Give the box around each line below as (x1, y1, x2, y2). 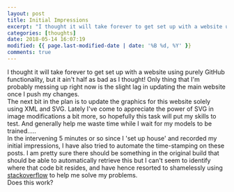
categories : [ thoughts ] (7, 29, 77, 37)
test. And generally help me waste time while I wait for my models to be (7, 119, 212, 128)
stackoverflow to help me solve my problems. (7, 171, 138, 179)
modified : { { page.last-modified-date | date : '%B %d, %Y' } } (7, 42, 192, 49)
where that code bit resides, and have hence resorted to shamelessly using (7, 164, 223, 172)
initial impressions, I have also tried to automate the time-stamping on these (7, 141, 225, 150)
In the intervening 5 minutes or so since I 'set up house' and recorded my (7, 134, 217, 142)
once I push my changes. (7, 89, 80, 98)
